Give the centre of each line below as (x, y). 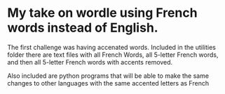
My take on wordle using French (102, 13)
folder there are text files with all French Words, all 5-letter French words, (113, 55)
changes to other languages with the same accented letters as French (108, 83)
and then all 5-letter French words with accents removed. (90, 62)
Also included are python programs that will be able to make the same (108, 76)
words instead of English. (83, 28)
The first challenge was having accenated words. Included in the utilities (111, 47)
